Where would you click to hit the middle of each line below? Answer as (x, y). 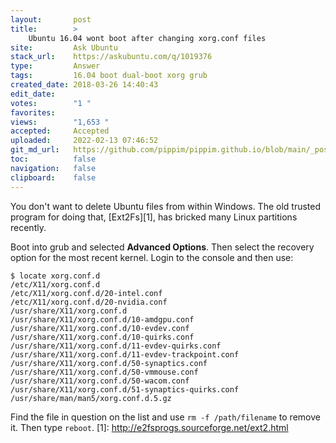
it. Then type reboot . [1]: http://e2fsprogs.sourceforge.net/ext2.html (149, 427)
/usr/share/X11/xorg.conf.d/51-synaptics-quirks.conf (125, 389)
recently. (28, 227)
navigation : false (53, 168)
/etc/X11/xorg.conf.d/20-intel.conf (86, 293)
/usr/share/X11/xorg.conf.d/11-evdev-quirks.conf (116, 346)
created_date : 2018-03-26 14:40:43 (84, 85)
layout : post (51, 19)
